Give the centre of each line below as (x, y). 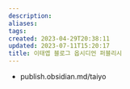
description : (30, 16)
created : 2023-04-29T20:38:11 (59, 38)
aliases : (23, 23)
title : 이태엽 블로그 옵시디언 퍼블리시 (65, 53)
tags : (17, 31)
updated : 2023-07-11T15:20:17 (59, 46)
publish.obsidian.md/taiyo (63, 76)
